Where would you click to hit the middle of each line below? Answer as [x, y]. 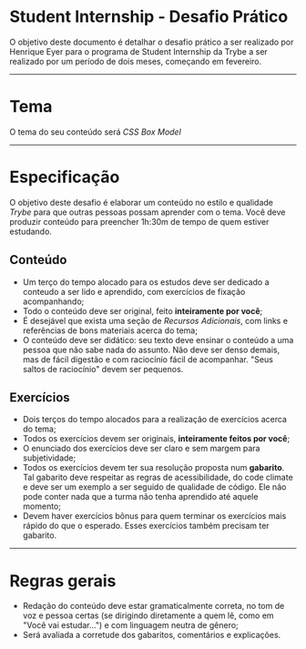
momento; [42, 506]
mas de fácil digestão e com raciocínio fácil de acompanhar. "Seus [148, 359]
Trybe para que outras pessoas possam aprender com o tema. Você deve [148, 212]
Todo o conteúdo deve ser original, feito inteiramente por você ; [143, 310]
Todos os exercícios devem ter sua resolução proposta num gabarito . [153, 468]
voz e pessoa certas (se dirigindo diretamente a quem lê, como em [148, 615]
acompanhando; [53, 301]
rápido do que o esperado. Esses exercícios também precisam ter [146, 526]
